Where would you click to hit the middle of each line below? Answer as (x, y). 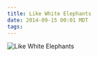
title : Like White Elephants (49, 14)
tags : (15, 26)
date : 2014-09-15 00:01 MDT (48, 20)
